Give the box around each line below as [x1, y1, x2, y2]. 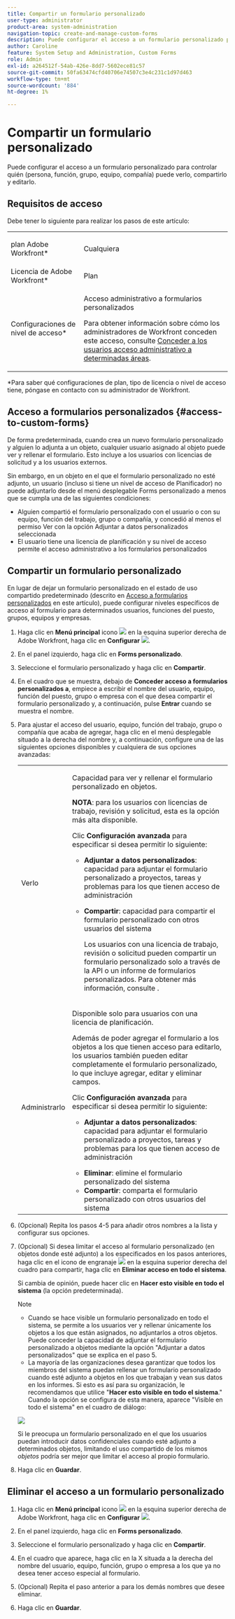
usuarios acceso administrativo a [83, 344, 192, 354]
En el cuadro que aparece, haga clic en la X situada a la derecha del [17, 1554, 213, 1563]
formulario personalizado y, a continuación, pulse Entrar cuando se [17, 699, 212, 708]
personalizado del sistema [83, 1177, 170, 1187]
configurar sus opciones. [17, 1228, 90, 1237]
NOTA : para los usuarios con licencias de [72, 797, 208, 807]
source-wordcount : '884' [7, 82, 80, 89]
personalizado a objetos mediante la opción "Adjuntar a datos [27, 1343, 206, 1351]
